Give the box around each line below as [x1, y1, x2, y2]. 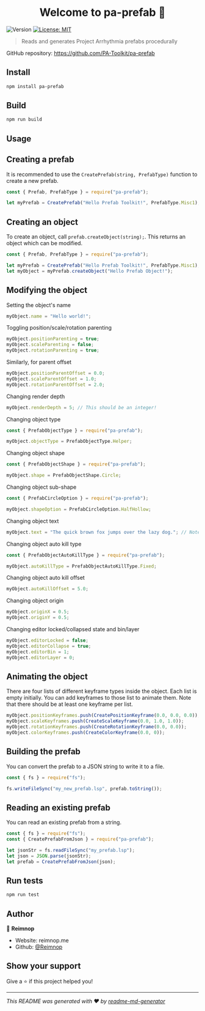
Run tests [6, 875, 43, 886]
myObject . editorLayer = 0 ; [6, 654, 75, 661]
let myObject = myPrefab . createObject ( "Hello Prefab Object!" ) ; [6, 268, 173, 274]
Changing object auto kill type [6, 540, 82, 547]
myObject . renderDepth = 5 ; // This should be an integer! [6, 404, 157, 410]
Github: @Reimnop [15, 943, 63, 950]
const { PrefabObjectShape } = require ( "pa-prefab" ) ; [6, 461, 146, 467]
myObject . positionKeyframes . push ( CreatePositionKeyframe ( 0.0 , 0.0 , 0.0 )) [6, 713, 198, 719]
